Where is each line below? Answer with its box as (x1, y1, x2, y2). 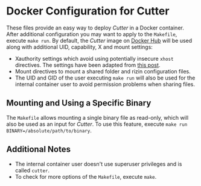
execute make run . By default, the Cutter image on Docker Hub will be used (6, 37, 193, 44)
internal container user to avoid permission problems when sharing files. (14, 80, 195, 88)
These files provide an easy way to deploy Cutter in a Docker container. (6, 24, 184, 31)
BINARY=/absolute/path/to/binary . (6, 126, 92, 134)
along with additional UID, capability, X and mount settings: (6, 43, 153, 51)
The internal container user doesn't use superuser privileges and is (14, 160, 182, 167)
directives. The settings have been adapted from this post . (14, 61, 161, 69)
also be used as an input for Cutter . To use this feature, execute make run (6, 120, 188, 128)
